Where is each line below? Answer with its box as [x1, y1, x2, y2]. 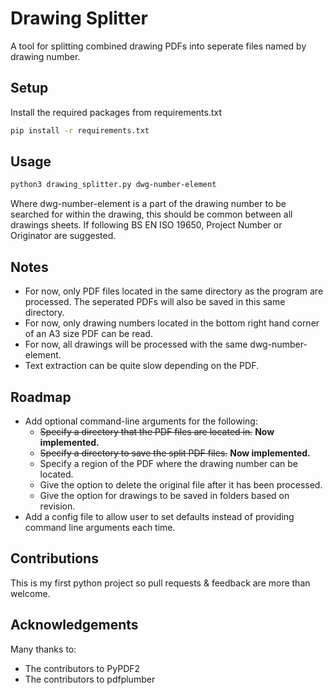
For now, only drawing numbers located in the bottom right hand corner [24, 317, 320, 329]
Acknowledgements [10, 617, 139, 634]
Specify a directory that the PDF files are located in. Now [39, 425, 275, 437]
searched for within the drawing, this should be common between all [10, 208, 293, 221]
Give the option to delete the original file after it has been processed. [39, 478, 323, 491]
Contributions [10, 550, 99, 567]
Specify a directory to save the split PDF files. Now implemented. [39, 447, 311, 459]
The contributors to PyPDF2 [24, 662, 141, 674]
